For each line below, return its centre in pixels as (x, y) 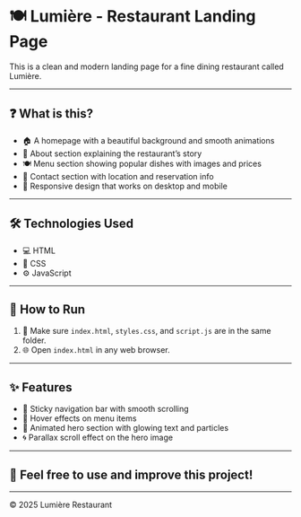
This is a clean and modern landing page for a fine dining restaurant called (146, 66)
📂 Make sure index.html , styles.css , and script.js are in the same (146, 331)
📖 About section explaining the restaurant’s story (112, 153)
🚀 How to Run (47, 309)
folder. (34, 340)
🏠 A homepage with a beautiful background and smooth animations (148, 140)
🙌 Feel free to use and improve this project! (131, 474)
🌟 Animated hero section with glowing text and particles (125, 428)
